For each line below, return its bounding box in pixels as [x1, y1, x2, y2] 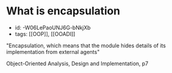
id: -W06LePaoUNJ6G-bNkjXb [14, 24, 91, 31]
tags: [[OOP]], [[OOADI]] [14, 30, 76, 37]
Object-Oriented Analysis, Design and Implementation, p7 [6, 60, 149, 67]
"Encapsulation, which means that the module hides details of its [6, 42, 166, 49]
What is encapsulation [6, 4, 120, 18]
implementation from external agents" [6, 48, 100, 55]
